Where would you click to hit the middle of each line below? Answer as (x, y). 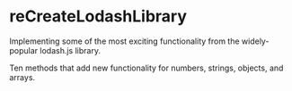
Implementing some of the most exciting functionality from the (124, 41)
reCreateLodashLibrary (98, 17)
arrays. (22, 77)
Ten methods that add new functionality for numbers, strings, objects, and (146, 68)
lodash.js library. (71, 50)
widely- (255, 41)
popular (24, 50)
